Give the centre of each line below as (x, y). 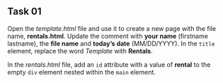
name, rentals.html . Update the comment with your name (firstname (108, 36)
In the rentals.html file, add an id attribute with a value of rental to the (109, 64)
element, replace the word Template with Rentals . (80, 51)
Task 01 (24, 12)
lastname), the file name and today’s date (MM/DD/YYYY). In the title (111, 43)
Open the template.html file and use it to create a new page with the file (112, 28)
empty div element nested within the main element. (81, 72)
